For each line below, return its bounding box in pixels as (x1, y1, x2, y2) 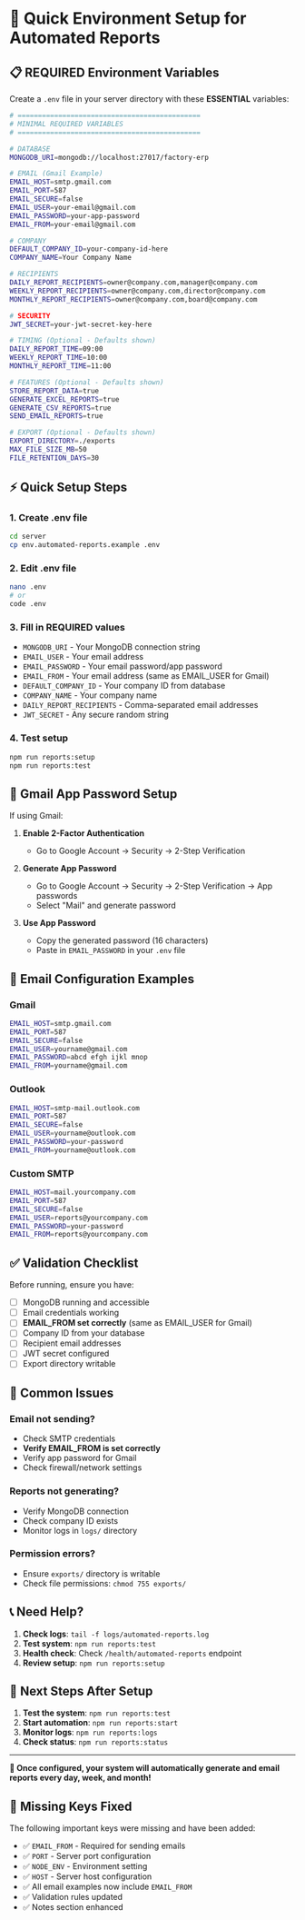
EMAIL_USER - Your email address (22, 652, 144, 662)
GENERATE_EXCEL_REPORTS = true (9, 394, 120, 403)
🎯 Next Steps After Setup (9, 1684, 153, 1699)
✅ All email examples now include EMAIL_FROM (22, 1881, 192, 1893)
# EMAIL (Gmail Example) (9, 169, 103, 178)
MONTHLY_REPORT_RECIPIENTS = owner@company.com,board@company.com (9, 294, 258, 303)
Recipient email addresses (22, 1338, 122, 1348)
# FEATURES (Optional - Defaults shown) (9, 377, 165, 387)
